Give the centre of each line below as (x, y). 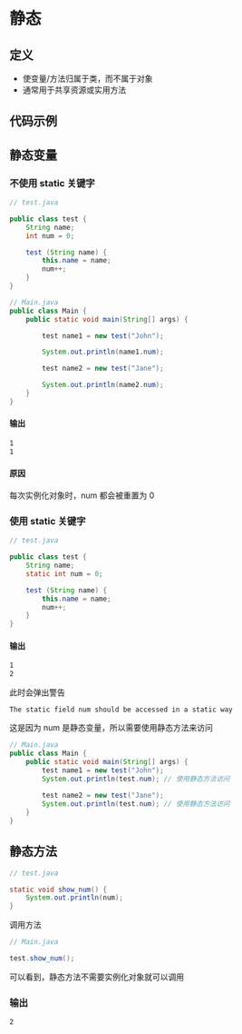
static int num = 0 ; (64, 573)
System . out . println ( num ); (75, 898)
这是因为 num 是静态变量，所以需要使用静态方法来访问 (111, 728)
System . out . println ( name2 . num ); (103, 385)
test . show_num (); (42, 959)
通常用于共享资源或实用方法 (74, 90)
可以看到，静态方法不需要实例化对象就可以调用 (97, 977)
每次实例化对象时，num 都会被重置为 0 (82, 495)
